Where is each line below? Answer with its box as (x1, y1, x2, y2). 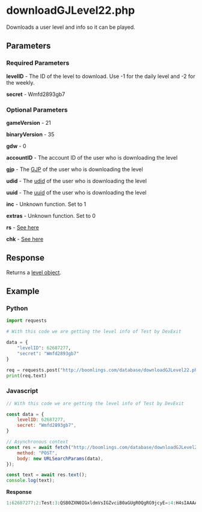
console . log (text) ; (6, 478, 55, 484)
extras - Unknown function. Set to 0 (6, 212, 96, 219)
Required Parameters (6, 59, 70, 67)
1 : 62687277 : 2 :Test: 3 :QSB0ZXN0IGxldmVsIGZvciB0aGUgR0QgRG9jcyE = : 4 (6, 500, 173, 506)
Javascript (6, 387, 38, 395)
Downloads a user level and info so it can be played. (6, 23, 135, 31)
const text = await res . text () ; (6, 472, 87, 478)
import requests (6, 318, 47, 324)
